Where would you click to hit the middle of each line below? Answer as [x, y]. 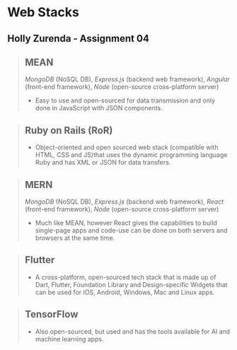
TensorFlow [51, 314]
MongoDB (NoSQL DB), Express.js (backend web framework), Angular [127, 79]
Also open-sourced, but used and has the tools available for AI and [133, 331]
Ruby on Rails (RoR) [69, 130]
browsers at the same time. [75, 238]
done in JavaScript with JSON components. [99, 108]
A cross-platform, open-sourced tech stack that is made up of [126, 277]
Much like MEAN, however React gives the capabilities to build [126, 223]
